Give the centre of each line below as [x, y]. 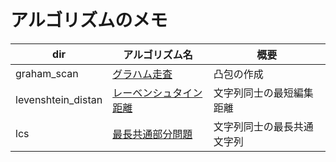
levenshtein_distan [59, 99]
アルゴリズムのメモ [89, 20]
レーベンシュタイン [157, 93]
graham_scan [47, 73]
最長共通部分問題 [152, 134]
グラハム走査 [142, 74]
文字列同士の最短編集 [263, 93]
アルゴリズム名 [158, 54]
